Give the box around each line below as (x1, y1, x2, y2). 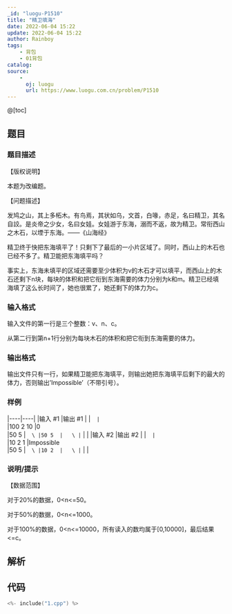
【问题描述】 (7, 196, 43, 204)
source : (7, 68, 30, 75)
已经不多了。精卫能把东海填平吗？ (7, 251, 104, 259)
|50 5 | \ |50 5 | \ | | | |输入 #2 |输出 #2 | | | (7, 430, 156, 439)
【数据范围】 (7, 481, 43, 489)
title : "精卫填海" (7, 17, 57, 23)
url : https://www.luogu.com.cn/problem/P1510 (25, 87, 159, 94)
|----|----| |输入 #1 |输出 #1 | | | (7, 415, 100, 423)
